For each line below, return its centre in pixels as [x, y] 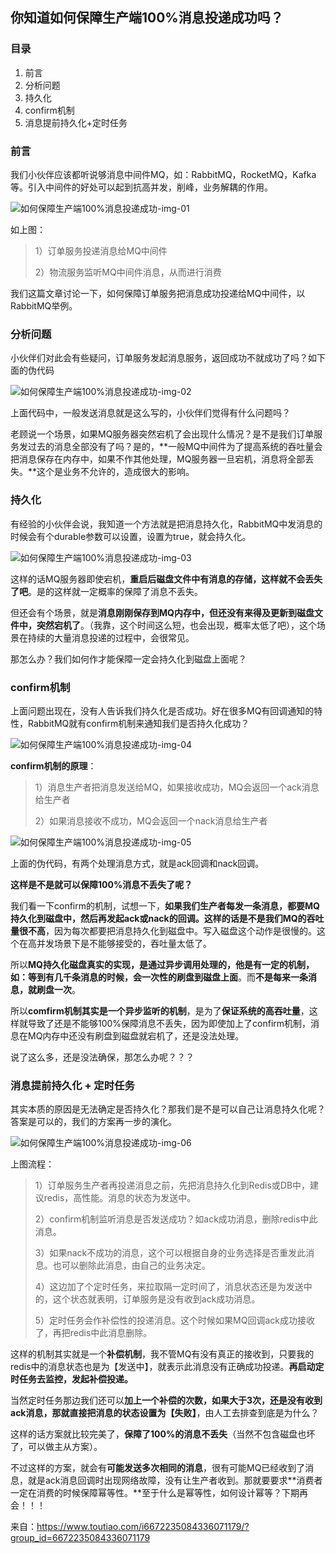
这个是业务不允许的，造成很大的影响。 [115, 472]
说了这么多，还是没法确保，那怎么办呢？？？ [102, 1057]
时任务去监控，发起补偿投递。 [71, 1379]
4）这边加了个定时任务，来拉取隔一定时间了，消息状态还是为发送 [169, 1287]
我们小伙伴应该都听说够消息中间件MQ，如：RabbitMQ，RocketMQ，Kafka [163, 174]
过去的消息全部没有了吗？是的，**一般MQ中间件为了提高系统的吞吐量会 [175, 447]
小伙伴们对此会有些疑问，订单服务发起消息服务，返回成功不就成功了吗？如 [163, 358]
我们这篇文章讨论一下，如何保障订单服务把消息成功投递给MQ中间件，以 [158, 293]
